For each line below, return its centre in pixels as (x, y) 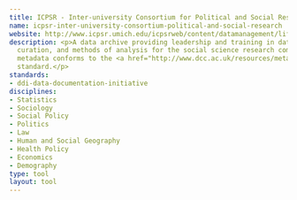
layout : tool (33, 182)
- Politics (29, 125)
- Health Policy (39, 149)
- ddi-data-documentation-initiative (79, 83)
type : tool (29, 173)
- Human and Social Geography (65, 141)
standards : (29, 75)
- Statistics (33, 100)
